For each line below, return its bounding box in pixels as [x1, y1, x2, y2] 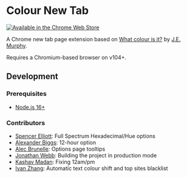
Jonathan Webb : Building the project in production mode [15, 151, 157, 159]
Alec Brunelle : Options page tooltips [15, 145, 106, 152]
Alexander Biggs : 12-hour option [15, 139, 96, 146]
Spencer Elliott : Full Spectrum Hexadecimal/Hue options [15, 132, 156, 140]
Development [6, 71, 59, 82]
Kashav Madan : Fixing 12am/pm [15, 158, 95, 165]
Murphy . [6, 42, 27, 49]
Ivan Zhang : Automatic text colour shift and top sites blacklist [15, 165, 168, 172]
